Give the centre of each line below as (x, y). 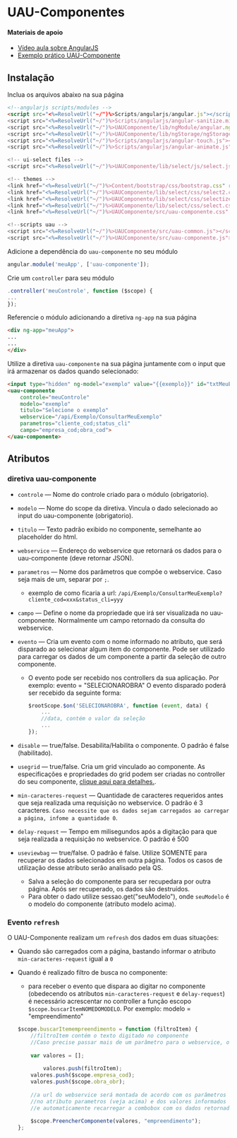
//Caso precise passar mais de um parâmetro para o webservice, (127, 1042)
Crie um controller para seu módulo (61, 278)
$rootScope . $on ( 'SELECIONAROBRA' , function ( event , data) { (118, 705)
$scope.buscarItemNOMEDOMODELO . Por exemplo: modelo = (109, 1009)
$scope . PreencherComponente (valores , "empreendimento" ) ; (116, 1121)
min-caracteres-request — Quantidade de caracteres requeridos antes (120, 795)
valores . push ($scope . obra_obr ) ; (78, 1082)
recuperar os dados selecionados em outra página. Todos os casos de (120, 860)
